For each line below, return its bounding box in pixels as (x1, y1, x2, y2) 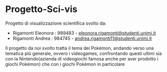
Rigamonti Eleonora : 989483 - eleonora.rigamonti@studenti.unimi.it (12, 30, 156, 36)
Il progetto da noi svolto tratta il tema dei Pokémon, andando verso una (5, 45, 154, 51)
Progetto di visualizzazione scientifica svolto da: (5, 20, 107, 26)
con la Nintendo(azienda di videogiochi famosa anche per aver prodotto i (5, 55, 159, 61)
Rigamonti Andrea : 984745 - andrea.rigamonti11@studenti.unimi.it (12, 35, 152, 41)
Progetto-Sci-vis (5, 4, 78, 15)
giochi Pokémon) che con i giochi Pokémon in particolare (5, 61, 125, 67)
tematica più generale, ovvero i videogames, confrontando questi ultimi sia (5, 50, 162, 56)
